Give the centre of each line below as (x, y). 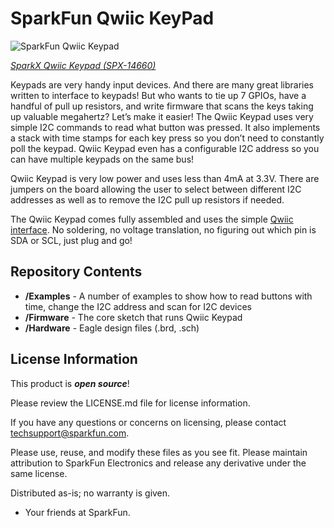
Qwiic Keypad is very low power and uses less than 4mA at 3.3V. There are (165, 178)
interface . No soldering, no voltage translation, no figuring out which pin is (163, 229)
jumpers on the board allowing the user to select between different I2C (156, 189)
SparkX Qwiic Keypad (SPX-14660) (83, 65)
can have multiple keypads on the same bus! (102, 159)
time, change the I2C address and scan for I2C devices (138, 306)
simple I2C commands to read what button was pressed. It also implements (165, 127)
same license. (39, 473)
